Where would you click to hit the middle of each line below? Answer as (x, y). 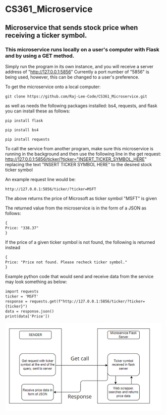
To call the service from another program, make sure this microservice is (79, 148)
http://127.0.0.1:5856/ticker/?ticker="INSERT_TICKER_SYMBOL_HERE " (76, 159)
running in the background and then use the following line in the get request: (83, 154)
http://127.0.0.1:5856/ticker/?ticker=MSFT (51, 189)
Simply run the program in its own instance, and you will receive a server (79, 66)
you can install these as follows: (38, 111)
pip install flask (24, 120)
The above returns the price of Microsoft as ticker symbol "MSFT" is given (81, 198)
